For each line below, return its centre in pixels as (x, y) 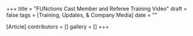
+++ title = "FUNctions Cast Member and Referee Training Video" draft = (97, 9)
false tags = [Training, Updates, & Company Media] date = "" (82, 15)
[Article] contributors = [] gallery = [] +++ (58, 27)
